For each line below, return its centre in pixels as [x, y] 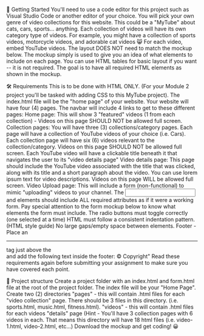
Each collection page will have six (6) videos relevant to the [80, 140]
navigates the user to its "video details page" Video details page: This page [100, 159]
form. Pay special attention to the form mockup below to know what [91, 206]
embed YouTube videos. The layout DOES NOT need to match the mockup [99, 48]
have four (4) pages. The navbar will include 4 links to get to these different [101, 108]
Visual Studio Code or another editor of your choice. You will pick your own [100, 16]
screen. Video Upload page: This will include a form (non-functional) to [95, 185]
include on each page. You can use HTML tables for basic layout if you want [102, 61]
